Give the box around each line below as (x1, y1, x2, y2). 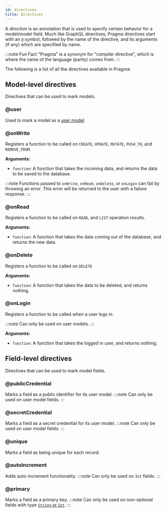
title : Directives (5, 12, 43, 17)
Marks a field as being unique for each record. (5, 449, 100, 455)
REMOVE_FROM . (5, 146, 31, 152)
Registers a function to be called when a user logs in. (5, 311, 114, 317)
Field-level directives (5, 354, 72, 363)
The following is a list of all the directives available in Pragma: (5, 66, 131, 72)
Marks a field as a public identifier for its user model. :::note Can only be (5, 391, 153, 397)
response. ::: (5, 191, 31, 197)
